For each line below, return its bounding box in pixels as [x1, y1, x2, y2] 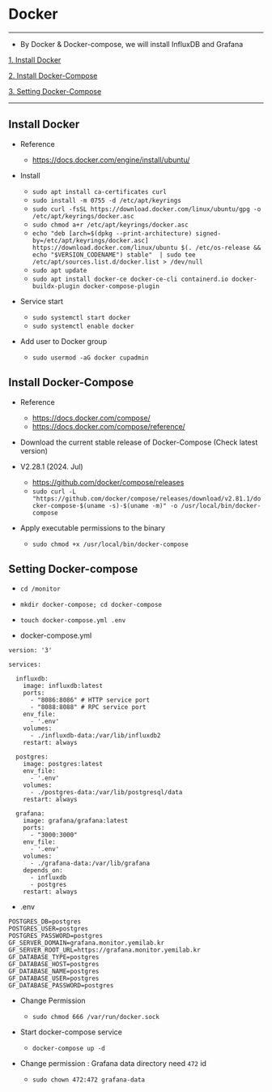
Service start [19, 296, 63, 306]
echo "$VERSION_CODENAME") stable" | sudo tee [32, 251, 196, 259]
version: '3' [8, 647, 53, 655]
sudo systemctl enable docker [32, 322, 135, 330]
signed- [195, 229, 221, 238]
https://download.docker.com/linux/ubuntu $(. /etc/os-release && [32, 243, 261, 252]
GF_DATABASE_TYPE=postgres [8, 953, 100, 961]
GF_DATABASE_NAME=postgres [8, 967, 100, 976]
